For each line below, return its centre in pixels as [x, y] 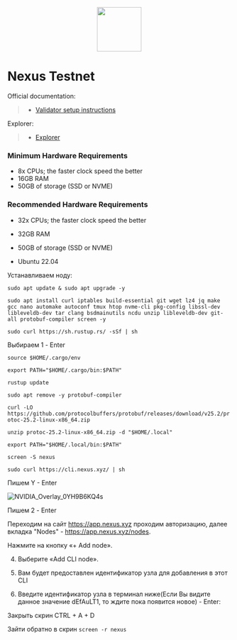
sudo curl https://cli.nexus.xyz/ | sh [66, 469]
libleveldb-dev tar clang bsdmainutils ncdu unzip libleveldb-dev [108, 313]
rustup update [28, 382]
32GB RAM [34, 233]
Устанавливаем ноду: [40, 275]
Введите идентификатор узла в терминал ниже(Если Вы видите [114, 594]
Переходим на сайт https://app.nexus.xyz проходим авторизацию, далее [117, 524]
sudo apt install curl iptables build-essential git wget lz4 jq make [114, 300]
